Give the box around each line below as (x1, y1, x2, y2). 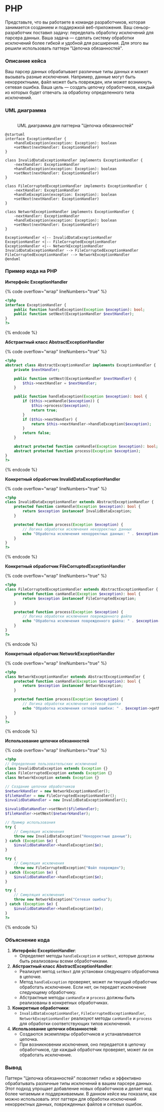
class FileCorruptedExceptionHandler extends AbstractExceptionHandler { (5, 587, 159, 592)
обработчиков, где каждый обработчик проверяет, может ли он (19, 1046, 154, 1053)
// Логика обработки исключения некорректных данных (22, 527, 132, 531)
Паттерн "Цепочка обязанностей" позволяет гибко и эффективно (5, 1075, 142, 1081)
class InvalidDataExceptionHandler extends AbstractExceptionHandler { (5, 500, 154, 504)
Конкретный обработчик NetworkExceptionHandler (5, 651, 115, 657)
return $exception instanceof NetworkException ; (22, 683, 123, 688)
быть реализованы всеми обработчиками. (19, 958, 108, 964)
